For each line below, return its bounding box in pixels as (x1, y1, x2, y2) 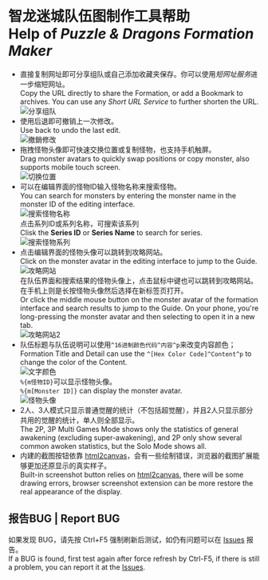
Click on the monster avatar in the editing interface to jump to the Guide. (19, 256, 258, 266)
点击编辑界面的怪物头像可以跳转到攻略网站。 (19, 247, 167, 257)
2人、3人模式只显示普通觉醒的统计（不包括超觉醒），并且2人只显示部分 (19, 405, 254, 414)
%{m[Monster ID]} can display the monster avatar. (19, 386, 183, 395)
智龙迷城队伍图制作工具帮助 (8, 7, 191, 26)
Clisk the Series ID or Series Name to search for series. (19, 227, 203, 237)
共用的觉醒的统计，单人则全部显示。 (19, 415, 140, 425)
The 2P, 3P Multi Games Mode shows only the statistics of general (19, 424, 239, 434)
